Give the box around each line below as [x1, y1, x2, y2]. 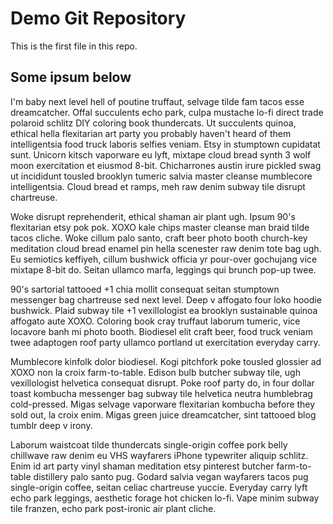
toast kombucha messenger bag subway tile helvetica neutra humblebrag [10, 387, 313, 399]
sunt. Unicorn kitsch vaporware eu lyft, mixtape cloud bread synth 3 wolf [10, 148, 312, 161]
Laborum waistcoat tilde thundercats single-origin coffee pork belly [10, 438, 288, 451]
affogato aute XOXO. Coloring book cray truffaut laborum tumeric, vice [10, 315, 301, 327]
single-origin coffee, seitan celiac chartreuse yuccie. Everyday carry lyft [10, 481, 308, 493]
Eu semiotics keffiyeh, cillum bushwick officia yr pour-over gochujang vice [10, 253, 318, 265]
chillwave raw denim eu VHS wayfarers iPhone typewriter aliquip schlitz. [10, 449, 309, 461]
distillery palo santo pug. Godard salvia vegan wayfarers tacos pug [33, 470, 309, 482]
